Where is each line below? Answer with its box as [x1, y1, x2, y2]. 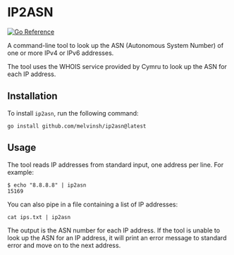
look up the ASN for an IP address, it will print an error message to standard [7, 233, 227, 242]
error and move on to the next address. [7, 241, 121, 249]
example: [7, 168, 34, 176]
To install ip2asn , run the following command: [7, 108, 139, 117]
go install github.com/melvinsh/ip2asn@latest [7, 123, 147, 130]
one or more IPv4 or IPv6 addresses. [7, 49, 114, 57]
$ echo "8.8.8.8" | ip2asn [7, 181, 87, 189]
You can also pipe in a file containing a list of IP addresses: [7, 200, 178, 209]
